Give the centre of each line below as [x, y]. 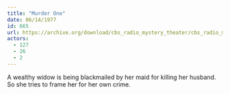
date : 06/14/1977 [32, 20]
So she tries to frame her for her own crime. [69, 84]
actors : [18, 39]
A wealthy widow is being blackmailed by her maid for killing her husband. [112, 77]
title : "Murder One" [37, 13]
